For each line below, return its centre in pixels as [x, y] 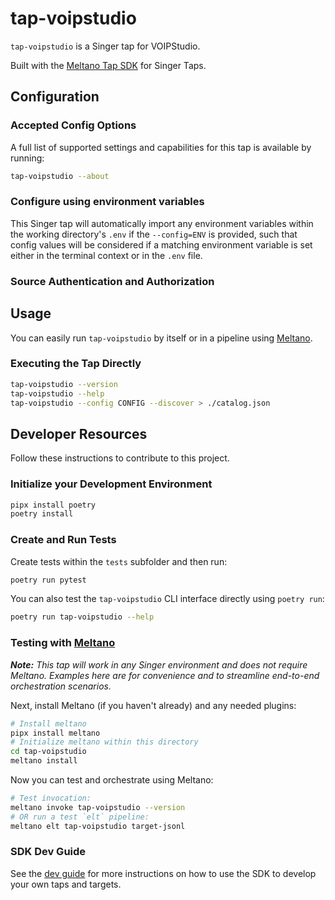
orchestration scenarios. [61, 686]
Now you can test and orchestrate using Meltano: [112, 780]
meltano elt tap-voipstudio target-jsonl [98, 826]
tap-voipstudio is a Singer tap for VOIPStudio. [105, 46]
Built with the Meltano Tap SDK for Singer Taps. [108, 65]
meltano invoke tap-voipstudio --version [98, 807]
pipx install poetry [53, 505]
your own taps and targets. [66, 884]
